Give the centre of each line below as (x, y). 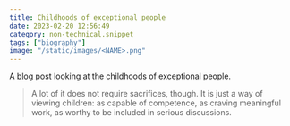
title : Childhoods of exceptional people (88, 17)
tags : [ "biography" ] (48, 42)
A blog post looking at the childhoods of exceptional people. (120, 76)
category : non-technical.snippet (72, 34)
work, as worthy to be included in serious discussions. (132, 113)
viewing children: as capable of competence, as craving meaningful (156, 103)
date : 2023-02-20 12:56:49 (60, 26)
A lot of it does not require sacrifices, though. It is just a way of (147, 94)
